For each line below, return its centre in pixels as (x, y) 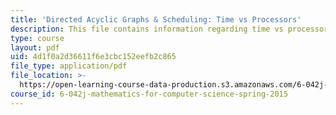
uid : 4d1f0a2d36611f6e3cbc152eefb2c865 (93, 57)
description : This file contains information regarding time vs (147, 29)
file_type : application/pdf (69, 66)
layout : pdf (35, 47)
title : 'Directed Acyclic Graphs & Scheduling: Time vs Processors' (156, 19)
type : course (37, 38)
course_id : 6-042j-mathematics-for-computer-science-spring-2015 (149, 94)
